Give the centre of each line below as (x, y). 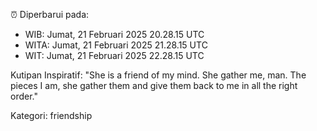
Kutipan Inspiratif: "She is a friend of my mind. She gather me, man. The (158, 75)
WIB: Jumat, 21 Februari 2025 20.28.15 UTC (114, 34)
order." (24, 96)
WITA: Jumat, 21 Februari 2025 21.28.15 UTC (116, 45)
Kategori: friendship (51, 115)
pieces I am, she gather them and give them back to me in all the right (154, 85)
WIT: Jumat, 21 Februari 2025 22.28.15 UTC (114, 55)
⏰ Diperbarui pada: (50, 14)
